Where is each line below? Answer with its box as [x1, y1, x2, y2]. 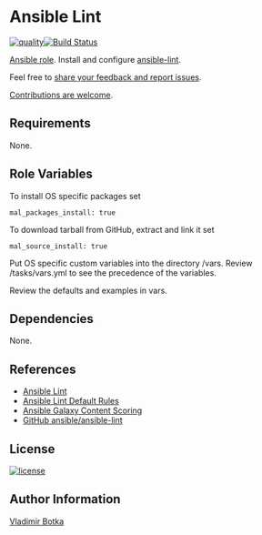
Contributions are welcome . [9, 89, 114, 100]
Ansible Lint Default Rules [22, 396, 120, 407]
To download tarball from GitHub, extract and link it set [9, 224, 216, 235]
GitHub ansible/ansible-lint [22, 415, 123, 426]
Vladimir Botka [9, 516, 65, 527]
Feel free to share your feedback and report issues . [9, 71, 202, 83]
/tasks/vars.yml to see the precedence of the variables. [9, 267, 217, 278]
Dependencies [9, 311, 94, 327]
